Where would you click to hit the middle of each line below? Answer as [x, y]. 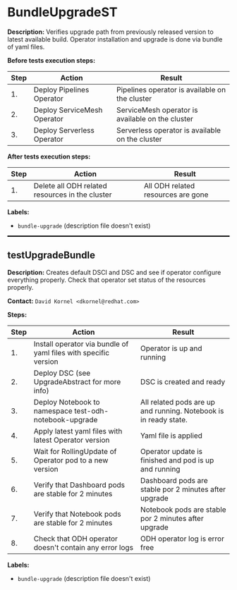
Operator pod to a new [71, 460]
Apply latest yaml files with [78, 431]
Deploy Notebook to [67, 402]
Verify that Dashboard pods [79, 485]
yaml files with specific [72, 352]
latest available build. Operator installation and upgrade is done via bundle [115, 39]
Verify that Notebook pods [77, 514]
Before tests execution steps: [51, 60]
